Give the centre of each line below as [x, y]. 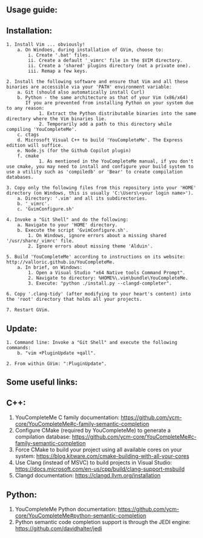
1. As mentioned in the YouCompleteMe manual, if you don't [116, 161]
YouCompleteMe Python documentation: [66, 509]
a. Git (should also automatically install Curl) [81, 92]
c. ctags [28, 135]
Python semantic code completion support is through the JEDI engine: [103, 522]
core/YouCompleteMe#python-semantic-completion [81, 516]
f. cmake [28, 156]
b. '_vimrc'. [34, 204]
